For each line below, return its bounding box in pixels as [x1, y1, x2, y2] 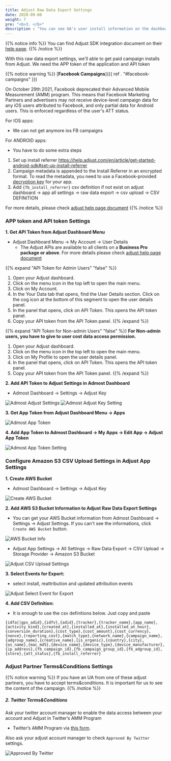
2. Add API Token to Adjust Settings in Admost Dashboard [5, 380, 130, 386]
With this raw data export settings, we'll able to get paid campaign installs [5, 55, 160, 62]
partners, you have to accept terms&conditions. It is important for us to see [5, 680, 163, 686]
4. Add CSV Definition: [5, 600, 54, 606]
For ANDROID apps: [5, 137, 47, 144]
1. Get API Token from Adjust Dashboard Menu [5, 229, 105, 235]
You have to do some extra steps [12, 147, 82, 153]
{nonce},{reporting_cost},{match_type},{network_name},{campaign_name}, [5, 633, 163, 638]
